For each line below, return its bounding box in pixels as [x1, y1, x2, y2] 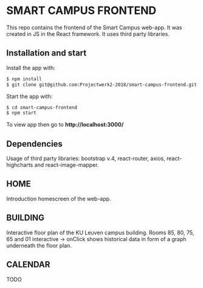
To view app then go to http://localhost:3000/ [6, 121, 124, 128]
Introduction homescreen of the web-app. [6, 195, 111, 202]
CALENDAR [6, 259, 50, 270]
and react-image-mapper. [34, 161, 99, 169]
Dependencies [6, 138, 63, 149]
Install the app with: [6, 64, 56, 71]
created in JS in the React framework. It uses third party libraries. [6, 30, 170, 37]
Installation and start [6, 48, 87, 58]
